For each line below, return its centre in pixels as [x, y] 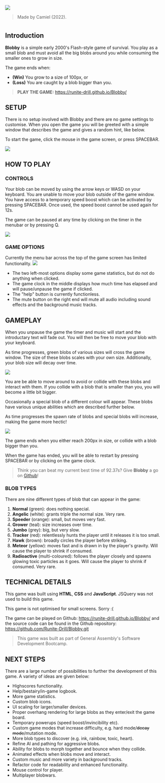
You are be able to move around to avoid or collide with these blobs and [78, 382]
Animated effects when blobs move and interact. [61, 754]
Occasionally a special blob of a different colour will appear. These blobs [79, 402]
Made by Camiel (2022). [42, 17]
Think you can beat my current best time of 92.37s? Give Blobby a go [88, 470]
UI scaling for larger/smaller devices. [49, 707]
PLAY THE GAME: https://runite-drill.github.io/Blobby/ [72, 92]
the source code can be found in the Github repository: [61, 624]
